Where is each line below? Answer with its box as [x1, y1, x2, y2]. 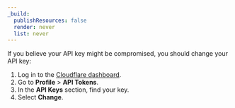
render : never [13, 23, 55, 30]
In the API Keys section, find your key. [17, 85, 130, 94]
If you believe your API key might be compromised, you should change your [7, 49, 229, 58]
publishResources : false [13, 17, 87, 24]
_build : [7, 10, 30, 18]
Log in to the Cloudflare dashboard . [17, 71, 122, 79]
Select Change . [17, 93, 64, 102]
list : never [13, 30, 50, 37]
